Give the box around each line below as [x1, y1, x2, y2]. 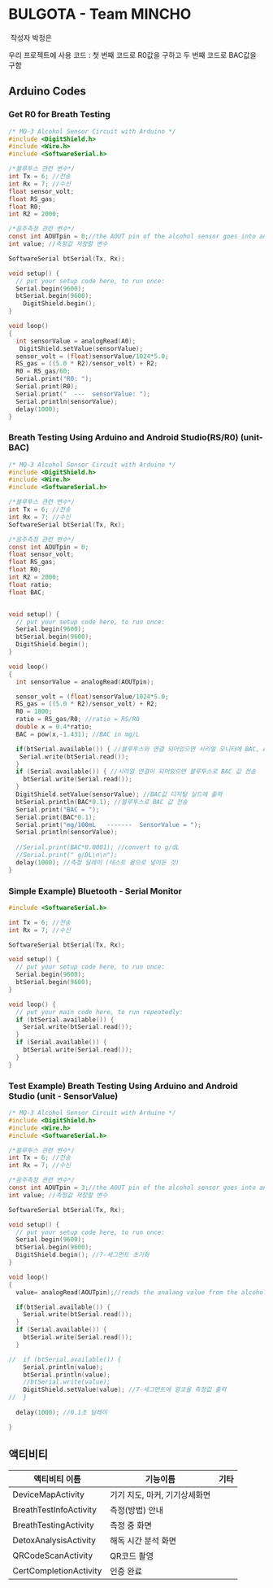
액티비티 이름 [33, 1474, 81, 1485]
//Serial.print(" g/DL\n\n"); [15, 851, 118, 860]
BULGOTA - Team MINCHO [8, 5, 192, 24]
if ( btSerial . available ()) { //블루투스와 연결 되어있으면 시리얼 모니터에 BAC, [15, 745, 260, 753]
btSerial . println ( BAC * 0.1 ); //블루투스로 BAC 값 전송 [15, 798, 188, 806]
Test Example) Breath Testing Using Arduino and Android [8, 1080, 238, 1091]
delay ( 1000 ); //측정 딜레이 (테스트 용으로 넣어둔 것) [15, 858, 180, 867]
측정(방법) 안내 [109, 1505, 164, 1516]
